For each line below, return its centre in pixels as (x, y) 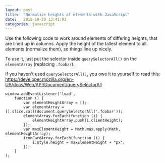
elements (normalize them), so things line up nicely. (59, 49)
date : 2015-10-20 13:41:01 (36, 19)
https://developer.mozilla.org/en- (40, 79)
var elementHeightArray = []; (55, 103)
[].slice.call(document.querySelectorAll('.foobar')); (64, 112)
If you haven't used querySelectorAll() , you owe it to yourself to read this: (83, 74)
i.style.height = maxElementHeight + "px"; (78, 143)
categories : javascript (30, 24)
